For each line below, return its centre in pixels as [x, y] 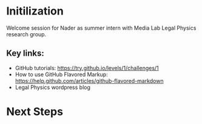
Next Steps [35, 112]
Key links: [25, 54]
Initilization [35, 11]
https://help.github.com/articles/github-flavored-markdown [89, 80]
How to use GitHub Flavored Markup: [61, 74]
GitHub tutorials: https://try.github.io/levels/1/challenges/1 [87, 68]
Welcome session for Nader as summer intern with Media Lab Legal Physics [101, 28]
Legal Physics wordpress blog [53, 87]
